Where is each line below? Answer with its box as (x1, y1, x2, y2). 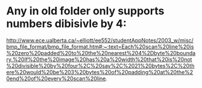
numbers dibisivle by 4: (6, 17, 127, 31)
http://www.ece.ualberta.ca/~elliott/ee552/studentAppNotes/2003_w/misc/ (6, 37, 194, 44)
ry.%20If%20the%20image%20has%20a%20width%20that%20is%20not (6, 56, 192, 63)
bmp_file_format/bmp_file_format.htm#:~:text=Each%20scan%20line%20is (6, 43, 194, 50)
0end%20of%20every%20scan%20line (6, 75, 106, 82)
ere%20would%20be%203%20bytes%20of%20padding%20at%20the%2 (6, 68, 194, 75)
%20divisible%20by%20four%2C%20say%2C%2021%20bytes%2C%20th (6, 62, 195, 69)
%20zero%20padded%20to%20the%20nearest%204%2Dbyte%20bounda (6, 49, 196, 56)
